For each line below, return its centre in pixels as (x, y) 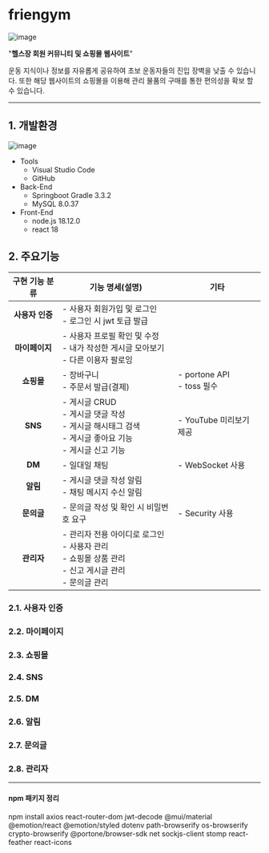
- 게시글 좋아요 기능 (98, 438)
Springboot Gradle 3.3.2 (72, 195)
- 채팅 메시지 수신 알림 (102, 492)
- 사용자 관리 (85, 546)
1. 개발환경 (33, 126)
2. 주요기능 (34, 257)
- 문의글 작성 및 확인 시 (103, 507)
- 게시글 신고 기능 (94, 450)
